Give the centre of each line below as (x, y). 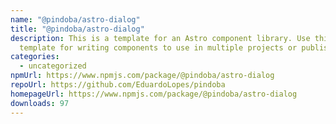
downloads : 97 (40, 103)
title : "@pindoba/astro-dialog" (77, 29)
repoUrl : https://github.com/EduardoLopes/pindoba (118, 85)
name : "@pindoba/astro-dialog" (75, 19)
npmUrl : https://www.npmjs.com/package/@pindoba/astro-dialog (142, 76)
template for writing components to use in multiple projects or (158, 47)
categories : (35, 57)
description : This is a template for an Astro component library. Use (160, 38)
